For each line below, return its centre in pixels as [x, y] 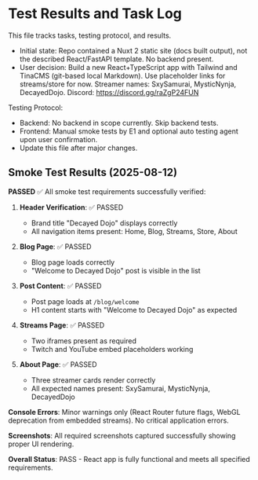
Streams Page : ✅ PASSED [62, 325]
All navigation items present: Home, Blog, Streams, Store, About [134, 231]
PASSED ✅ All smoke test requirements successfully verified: [107, 191]
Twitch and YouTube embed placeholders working [112, 349]
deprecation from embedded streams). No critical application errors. [118, 420]
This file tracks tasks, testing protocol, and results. [90, 35]
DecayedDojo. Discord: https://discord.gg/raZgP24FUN [109, 92]
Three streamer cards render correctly [93, 380]
